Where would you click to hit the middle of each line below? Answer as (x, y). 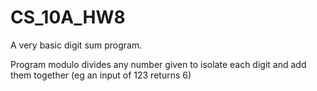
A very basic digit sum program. (76, 45)
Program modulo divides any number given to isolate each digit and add (158, 64)
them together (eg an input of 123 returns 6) (101, 75)
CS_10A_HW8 (68, 17)
